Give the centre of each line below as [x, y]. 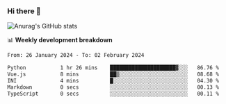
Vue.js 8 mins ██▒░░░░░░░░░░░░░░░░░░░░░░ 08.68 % [113, 75]
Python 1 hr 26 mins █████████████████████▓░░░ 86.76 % [113, 68]
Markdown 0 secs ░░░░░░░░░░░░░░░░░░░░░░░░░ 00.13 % [113, 87]
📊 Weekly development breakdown [60, 40]
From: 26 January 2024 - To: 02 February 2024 [76, 55]
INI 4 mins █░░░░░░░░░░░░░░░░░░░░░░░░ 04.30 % [113, 80]
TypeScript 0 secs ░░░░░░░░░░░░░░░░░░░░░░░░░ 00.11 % [113, 94]
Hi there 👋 [24, 11]
